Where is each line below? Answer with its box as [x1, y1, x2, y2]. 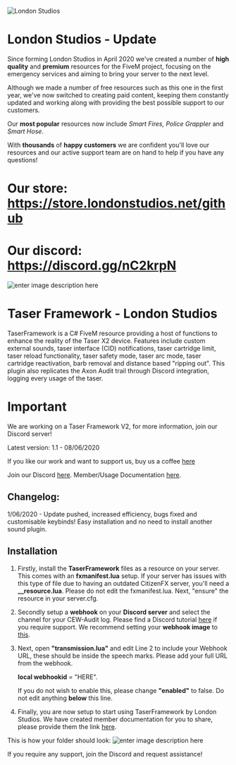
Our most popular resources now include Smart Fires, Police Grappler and [7, 119, 224, 128]
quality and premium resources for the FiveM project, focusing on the [7, 62, 211, 71]
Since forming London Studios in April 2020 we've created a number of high [7, 54, 230, 63]
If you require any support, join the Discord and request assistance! [7, 749, 203, 758]
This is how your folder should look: [7, 736, 111, 745]
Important [7, 399, 67, 415]
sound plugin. [7, 524, 47, 533]
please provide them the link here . [17, 722, 117, 730]
